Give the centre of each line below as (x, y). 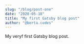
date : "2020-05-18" (25, 14)
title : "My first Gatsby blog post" (42, 18)
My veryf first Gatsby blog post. (37, 36)
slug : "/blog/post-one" (29, 9)
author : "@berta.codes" (29, 23)
